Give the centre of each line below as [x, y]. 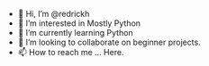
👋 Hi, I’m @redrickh [54, 14]
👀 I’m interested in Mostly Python [79, 23]
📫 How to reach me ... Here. [71, 52]
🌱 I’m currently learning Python [75, 33]
